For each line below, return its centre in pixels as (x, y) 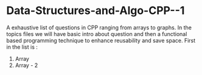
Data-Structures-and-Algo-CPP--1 (96, 11)
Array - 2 (26, 65)
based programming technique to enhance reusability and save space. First (101, 40)
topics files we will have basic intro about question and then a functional (97, 34)
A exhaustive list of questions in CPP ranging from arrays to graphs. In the (99, 27)
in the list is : (22, 47)
